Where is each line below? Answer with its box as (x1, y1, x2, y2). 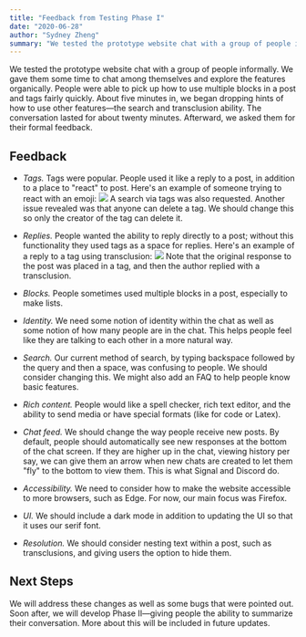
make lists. (22, 298, 64, 308)
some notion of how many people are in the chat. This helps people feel (22, 325, 292, 336)
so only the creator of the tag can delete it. (22, 213, 184, 224)
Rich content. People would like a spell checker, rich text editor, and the (22, 399, 291, 411)
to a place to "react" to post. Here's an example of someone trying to (22, 183, 282, 193)
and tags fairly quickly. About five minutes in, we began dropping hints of (9, 93, 284, 104)
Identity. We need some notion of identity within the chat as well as (22, 316, 275, 327)
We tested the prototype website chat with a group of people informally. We (9, 64, 294, 75)
